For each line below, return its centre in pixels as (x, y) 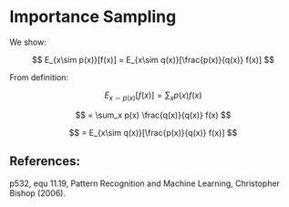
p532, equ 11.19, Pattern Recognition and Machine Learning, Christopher (145, 183)
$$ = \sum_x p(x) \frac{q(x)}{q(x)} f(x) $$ (153, 115)
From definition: (39, 77)
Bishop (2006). (38, 192)
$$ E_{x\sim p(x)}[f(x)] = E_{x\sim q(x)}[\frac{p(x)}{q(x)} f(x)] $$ (153, 59)
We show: (28, 42)
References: (45, 161)
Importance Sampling (93, 17)
